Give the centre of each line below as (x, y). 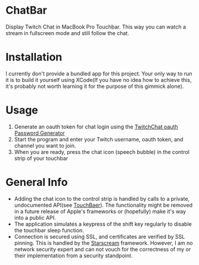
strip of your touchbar (41, 158)
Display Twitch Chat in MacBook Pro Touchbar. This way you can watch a (96, 27)
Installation (34, 57)
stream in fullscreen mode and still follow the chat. (67, 33)
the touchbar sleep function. (49, 230)
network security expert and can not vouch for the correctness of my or (102, 249)
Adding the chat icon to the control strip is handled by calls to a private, (102, 198)
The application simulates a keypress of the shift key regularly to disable (103, 224)
